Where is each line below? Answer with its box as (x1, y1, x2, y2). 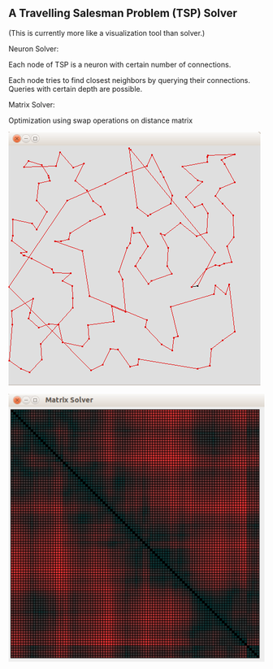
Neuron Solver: (8, 44, 59, 54)
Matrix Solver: (8, 99, 55, 109)
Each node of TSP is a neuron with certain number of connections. (8, 59, 232, 69)
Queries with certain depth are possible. (8, 84, 143, 93)
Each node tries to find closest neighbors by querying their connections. (8, 75, 250, 85)
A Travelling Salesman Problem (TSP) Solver (8, 7, 237, 20)
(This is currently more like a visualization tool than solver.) (8, 28, 206, 37)
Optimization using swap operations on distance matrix (8, 115, 193, 125)
